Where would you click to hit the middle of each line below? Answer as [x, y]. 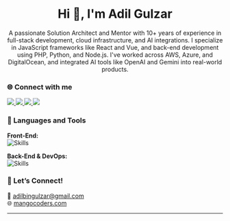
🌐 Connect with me [40, 87]
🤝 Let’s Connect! [35, 181]
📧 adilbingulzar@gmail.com [46, 196]
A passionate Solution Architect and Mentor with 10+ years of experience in [115, 33]
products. [115, 69]
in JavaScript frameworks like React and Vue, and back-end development [115, 47]
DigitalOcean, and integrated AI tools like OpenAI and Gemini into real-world [115, 62]
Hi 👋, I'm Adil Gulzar [115, 14]
